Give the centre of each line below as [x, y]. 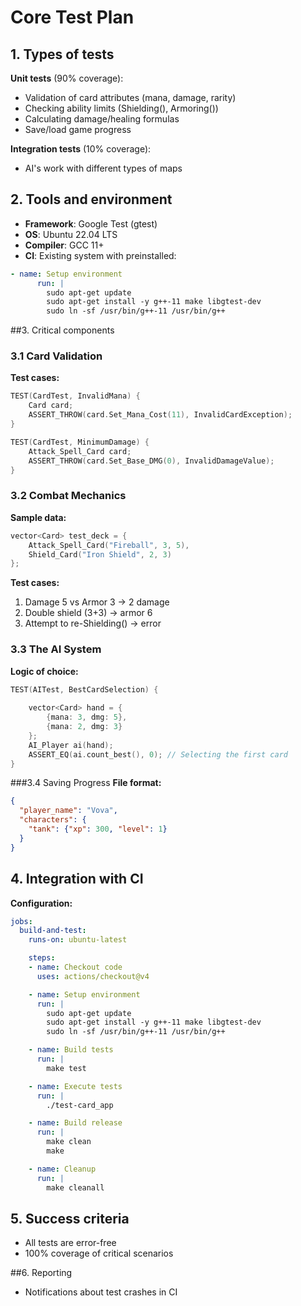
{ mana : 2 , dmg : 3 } [84, 727]
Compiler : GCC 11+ [64, 245]
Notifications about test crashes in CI [101, 1292]
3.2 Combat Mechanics [68, 496]
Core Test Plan [72, 17]
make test [66, 1068]
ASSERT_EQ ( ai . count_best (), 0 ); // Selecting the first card [158, 754]
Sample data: [38, 517]
